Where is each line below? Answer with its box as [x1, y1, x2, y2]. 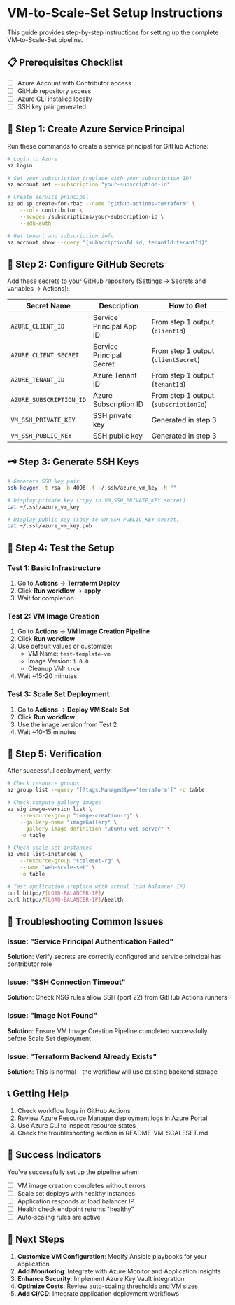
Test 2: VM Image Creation [7, 611, 100, 621]
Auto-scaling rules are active [17, 1213, 101, 1221]
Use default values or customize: [17, 642, 113, 651]
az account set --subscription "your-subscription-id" [7, 181, 171, 188]
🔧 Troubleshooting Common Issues [7, 916, 164, 927]
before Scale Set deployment [7, 1034, 92, 1042]
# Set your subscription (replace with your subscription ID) [7, 174, 192, 181]
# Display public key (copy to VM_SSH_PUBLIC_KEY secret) [7, 516, 180, 523]
